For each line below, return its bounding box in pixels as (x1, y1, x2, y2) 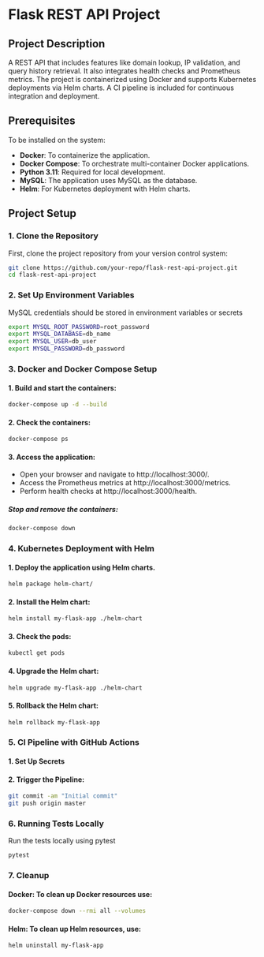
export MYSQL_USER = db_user (8, 338, 97, 346)
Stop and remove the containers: (8, 504, 118, 514)
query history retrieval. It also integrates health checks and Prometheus (8, 66, 240, 76)
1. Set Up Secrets (8, 757, 65, 766)
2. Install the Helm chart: (8, 597, 91, 607)
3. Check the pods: (8, 631, 72, 641)
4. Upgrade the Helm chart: (8, 666, 99, 675)
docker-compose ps (8, 436, 69, 443)
